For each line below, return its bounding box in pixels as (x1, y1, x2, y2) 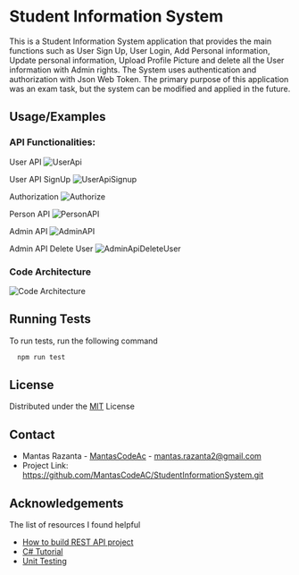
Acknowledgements (9, 495, 124, 511)
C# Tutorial (21, 546, 63, 557)
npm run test (17, 352, 66, 361)
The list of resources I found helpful (9, 520, 141, 530)
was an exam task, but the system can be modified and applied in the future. (9, 83, 291, 94)
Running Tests (9, 311, 91, 327)
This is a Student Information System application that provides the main (9, 36, 272, 47)
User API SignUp (9, 173, 71, 184)
